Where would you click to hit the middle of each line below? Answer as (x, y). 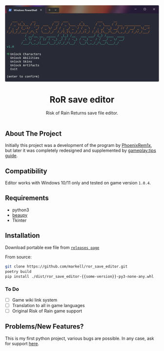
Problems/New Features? (44, 327)
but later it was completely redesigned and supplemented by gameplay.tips (81, 150)
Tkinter (19, 220)
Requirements (27, 198)
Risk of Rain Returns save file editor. (82, 113)
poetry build (18, 271)
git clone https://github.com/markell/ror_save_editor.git (66, 266)
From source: (18, 257)
